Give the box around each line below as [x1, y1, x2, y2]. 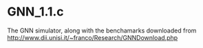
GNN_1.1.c [7, 4, 64, 20]
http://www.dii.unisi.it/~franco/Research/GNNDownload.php [7, 33, 178, 41]
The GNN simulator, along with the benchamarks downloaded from [7, 26, 197, 34]
